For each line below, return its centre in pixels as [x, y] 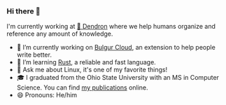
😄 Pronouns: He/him [47, 95]
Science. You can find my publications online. [82, 87]
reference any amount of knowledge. [60, 34]
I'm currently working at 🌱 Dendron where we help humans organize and [111, 27]
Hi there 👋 [24, 11]
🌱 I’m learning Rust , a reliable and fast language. [86, 62]
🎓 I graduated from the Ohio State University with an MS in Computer [118, 78]
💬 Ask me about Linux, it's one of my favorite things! [92, 70]
